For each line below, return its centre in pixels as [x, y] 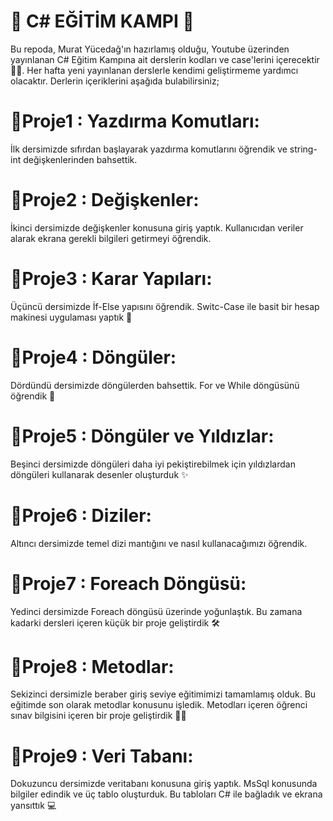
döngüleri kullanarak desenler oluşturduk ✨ [99, 474]
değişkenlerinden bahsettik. [80, 159]
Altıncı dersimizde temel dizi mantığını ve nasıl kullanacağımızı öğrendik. [159, 543]
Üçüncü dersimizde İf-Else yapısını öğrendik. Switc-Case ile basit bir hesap [165, 306]
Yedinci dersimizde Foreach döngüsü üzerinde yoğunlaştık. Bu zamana [156, 611]
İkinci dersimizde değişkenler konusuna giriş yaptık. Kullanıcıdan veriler [157, 227]
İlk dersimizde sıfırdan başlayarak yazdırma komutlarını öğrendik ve [149, 149]
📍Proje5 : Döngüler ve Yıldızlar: [142, 436]
